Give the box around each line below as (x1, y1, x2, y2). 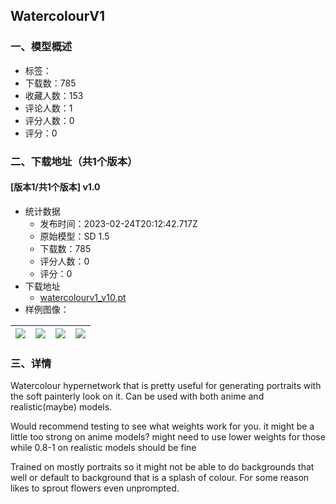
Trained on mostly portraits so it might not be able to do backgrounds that (10, 461, 315, 473)
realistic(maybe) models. (10, 401, 113, 413)
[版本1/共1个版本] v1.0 (10, 181, 101, 193)
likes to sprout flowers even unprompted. (10, 482, 180, 494)
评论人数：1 (24, 102, 73, 114)
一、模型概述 (10, 40, 73, 54)
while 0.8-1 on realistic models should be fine (10, 442, 197, 454)
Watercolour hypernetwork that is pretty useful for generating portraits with (10, 380, 322, 392)
